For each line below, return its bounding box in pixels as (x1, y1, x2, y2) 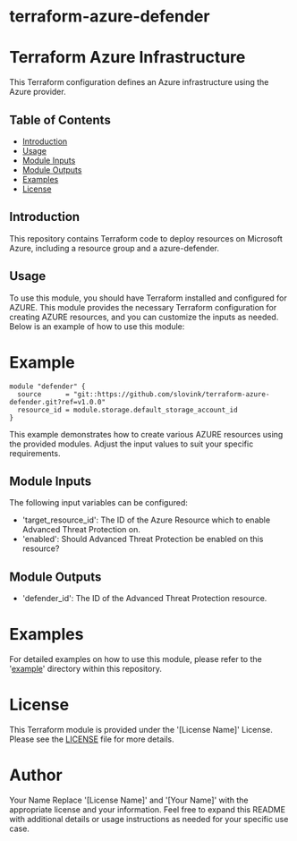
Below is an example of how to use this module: (9, 320, 185, 332)
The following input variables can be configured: (9, 497, 188, 508)
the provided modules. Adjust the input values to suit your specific (9, 438, 254, 449)
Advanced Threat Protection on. (21, 524, 140, 535)
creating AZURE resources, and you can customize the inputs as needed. (9, 311, 279, 322)
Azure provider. (9, 87, 66, 98)
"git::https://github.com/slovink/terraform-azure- (72, 389, 270, 399)
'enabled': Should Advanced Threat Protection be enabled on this (21, 534, 264, 545)
